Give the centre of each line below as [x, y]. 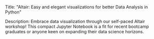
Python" [13, 12]
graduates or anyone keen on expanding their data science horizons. [75, 32]
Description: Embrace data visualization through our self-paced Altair [75, 21]
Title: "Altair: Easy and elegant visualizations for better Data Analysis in [77, 7]
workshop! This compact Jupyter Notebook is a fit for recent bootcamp [77, 26]
